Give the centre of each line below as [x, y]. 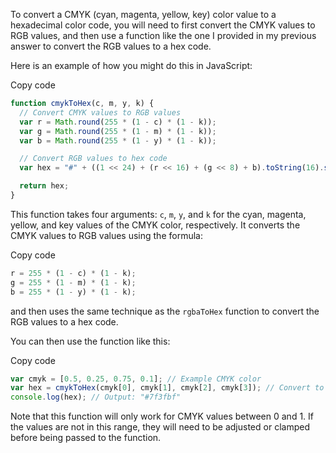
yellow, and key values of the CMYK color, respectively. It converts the [155, 225]
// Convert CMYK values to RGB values [100, 112]
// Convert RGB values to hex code [93, 159]
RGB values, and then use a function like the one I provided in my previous [163, 35]
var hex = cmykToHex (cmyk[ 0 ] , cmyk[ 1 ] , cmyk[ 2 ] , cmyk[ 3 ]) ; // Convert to [167, 388]
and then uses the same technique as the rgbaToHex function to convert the [165, 311]
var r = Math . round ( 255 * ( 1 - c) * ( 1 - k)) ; [118, 122]
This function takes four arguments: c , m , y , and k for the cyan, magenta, [158, 214]
